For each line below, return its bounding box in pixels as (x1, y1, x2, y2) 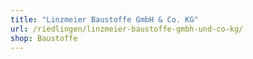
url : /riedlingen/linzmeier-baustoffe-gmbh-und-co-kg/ (10, 24, 244, 34)
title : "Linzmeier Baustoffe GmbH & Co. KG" (10, 14, 199, 25)
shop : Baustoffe (10, 33, 78, 43)
